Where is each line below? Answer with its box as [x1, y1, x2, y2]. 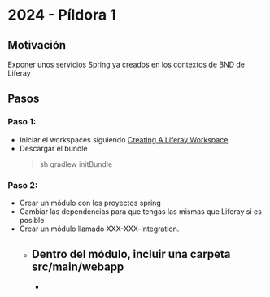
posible [19, 215, 45, 225]
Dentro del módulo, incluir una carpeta [31, 247, 231, 261]
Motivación [7, 38, 67, 52]
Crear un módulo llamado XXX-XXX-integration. [19, 224, 180, 234]
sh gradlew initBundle [39, 159, 113, 168]
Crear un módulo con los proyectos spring [19, 198, 162, 207]
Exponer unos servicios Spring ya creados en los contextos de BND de [7, 59, 246, 69]
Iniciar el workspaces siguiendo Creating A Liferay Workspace [19, 134, 229, 144]
